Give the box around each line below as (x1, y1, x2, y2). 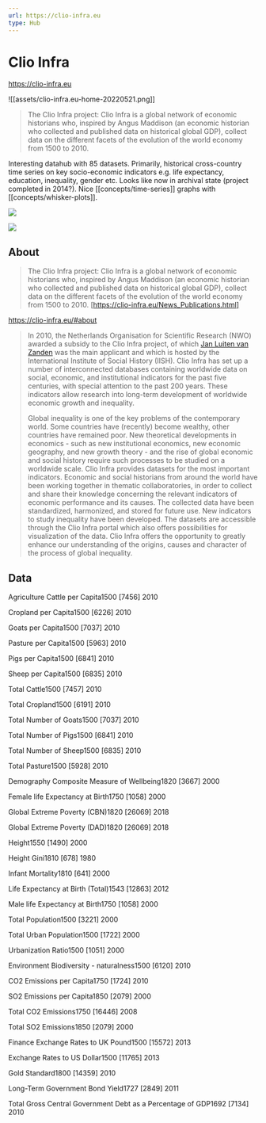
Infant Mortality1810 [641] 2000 (8, 869, 111, 878)
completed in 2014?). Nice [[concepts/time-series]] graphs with (8, 184, 216, 194)
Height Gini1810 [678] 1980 (8, 854, 97, 863)
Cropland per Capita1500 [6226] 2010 (8, 608, 132, 617)
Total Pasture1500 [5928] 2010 (8, 762, 108, 771)
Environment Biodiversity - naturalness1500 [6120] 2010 (8, 961, 192, 971)
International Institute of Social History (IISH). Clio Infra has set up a (27, 356, 249, 365)
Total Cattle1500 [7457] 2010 (8, 685, 102, 694)
